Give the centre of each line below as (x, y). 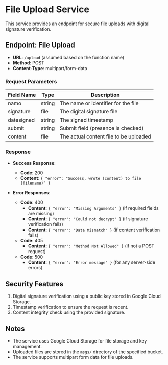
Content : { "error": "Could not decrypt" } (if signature (88, 219)
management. (27, 346)
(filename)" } (35, 183)
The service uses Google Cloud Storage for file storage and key (80, 340)
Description (105, 95)
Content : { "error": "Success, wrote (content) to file (81, 178)
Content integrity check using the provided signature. (69, 312)
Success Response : (34, 163)
